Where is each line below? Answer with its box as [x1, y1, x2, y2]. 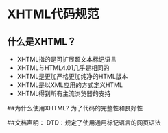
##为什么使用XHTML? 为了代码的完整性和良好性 [7, 104, 143, 112]
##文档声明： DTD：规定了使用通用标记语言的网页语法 [7, 119, 161, 127]
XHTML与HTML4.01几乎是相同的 [16, 64, 110, 72]
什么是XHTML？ [7, 36, 77, 47]
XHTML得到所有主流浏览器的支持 [16, 90, 111, 97]
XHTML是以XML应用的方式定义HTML [16, 81, 123, 89]
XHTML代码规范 [7, 6, 99, 22]
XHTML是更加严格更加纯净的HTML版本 [16, 73, 128, 80]
